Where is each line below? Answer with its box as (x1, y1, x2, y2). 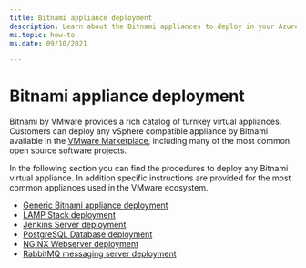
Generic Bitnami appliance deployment (22, 200, 168, 211)
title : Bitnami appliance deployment (9, 13, 153, 23)
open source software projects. (9, 145, 127, 156)
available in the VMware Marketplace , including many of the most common (9, 136, 291, 147)
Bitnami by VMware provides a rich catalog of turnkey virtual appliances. (9, 116, 282, 128)
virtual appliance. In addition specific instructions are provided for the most (9, 172, 291, 183)
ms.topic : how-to (9, 30, 76, 39)
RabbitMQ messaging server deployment (22, 248, 177, 260)
